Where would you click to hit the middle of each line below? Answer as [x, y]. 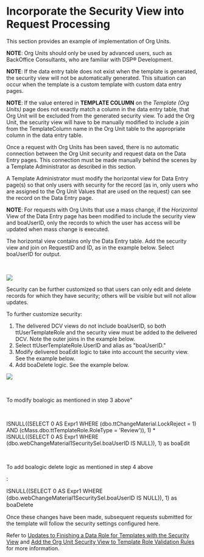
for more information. [33, 548]
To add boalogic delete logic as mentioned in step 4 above [80, 467]
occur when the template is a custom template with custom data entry [94, 84]
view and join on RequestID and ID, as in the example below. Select [90, 247]
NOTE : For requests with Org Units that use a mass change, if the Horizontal [102, 210]
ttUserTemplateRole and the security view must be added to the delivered [106, 332]
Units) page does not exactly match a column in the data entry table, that [98, 109]
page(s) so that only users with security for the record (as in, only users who [102, 185]
